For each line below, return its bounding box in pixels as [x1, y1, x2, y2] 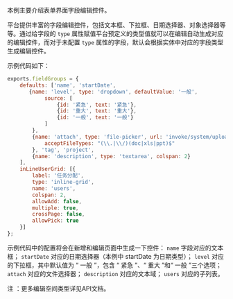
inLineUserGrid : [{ [19, 166, 76, 173]
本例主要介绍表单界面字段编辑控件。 [7, 6, 111, 14]
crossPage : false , [32, 211, 85, 218]
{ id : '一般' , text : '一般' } [56, 114, 134, 121]
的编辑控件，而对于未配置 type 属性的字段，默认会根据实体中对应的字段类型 [7, 38, 224, 46]
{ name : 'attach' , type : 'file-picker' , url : [32, 133, 163, 140]
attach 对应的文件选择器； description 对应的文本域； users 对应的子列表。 [7, 269, 224, 277]
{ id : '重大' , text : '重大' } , [56, 108, 137, 114]
